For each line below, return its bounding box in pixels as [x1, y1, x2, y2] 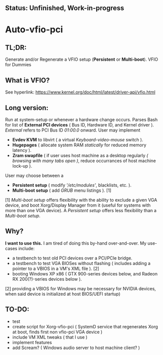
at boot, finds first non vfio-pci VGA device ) [12, 329, 103, 335]
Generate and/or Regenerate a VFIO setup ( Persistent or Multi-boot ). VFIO [5, 56, 159, 62]
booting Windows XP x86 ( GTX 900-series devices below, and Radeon [12, 270, 158, 276]
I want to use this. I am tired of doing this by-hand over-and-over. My [5, 240, 147, 246]
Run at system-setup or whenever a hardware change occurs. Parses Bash [5, 117, 158, 123]
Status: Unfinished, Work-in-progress [5, 4, 124, 12]
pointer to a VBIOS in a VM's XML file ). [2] [12, 266, 100, 271]
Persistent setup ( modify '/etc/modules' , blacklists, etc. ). [12, 182, 132, 188]
